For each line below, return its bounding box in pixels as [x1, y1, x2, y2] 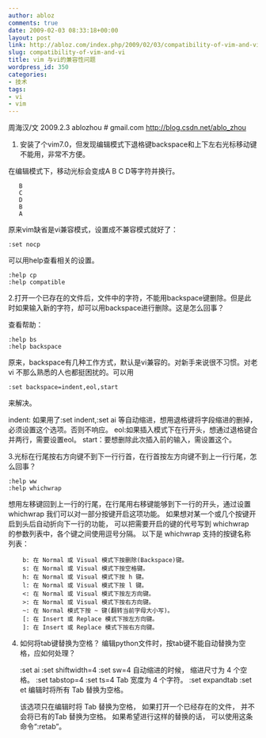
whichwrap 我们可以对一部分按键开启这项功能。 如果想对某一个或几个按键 [8, 509, 249, 519]
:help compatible [8, 278, 66, 286]
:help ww [8, 477, 37, 486]
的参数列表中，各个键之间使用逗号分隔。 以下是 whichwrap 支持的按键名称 [8, 529, 252, 539]
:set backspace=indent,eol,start [8, 384, 119, 392]
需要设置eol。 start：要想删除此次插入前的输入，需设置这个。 [35, 435, 236, 445]
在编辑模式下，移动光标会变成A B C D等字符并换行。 [8, 166, 180, 176]
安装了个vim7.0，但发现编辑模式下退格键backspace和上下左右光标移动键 [19, 140, 257, 149]
